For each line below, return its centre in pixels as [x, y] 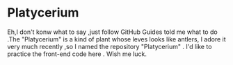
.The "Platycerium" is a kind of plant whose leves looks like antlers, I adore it [116, 39]
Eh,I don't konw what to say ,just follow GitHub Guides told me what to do [112, 32]
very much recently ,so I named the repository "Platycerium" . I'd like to [110, 46]
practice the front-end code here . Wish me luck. [77, 54]
